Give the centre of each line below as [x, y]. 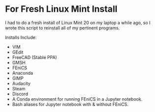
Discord [20, 94]
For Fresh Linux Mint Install [61, 9]
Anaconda [23, 73]
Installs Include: [21, 37]
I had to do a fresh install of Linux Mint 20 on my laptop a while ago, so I [78, 23]
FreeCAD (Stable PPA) [35, 57]
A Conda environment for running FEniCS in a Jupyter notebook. [77, 99]
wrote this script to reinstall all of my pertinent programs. [63, 28]
